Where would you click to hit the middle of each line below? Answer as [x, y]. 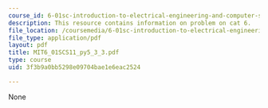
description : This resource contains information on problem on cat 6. [130, 23]
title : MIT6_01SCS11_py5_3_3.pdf [64, 52]
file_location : [33, 30]
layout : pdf [28, 45]
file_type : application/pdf [55, 38]
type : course [30, 60]
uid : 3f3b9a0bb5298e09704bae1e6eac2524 [75, 67]
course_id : [26, 15]
